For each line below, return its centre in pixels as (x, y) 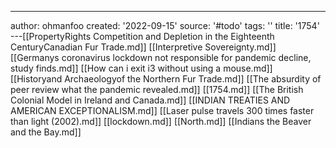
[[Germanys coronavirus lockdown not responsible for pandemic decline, (161, 57)
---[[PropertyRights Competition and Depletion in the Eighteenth (142, 36)
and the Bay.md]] (46, 132)
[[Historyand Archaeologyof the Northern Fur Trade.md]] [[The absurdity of (166, 79)
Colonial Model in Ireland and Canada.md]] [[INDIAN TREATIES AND (150, 100)
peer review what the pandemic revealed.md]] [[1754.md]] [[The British (157, 89)
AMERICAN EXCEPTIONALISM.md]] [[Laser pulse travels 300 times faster (162, 110)
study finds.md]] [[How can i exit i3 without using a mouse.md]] (141, 68)
